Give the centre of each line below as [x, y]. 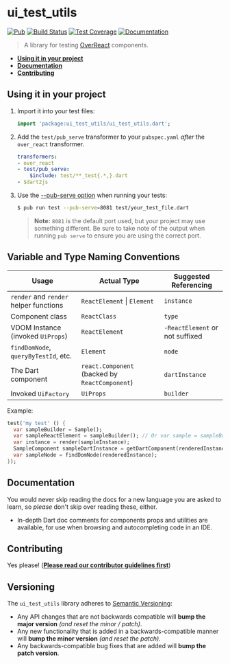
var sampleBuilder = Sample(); [58, 430]
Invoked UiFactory [40, 393]
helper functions [37, 305]
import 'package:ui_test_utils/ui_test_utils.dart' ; [94, 124]
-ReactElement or [191, 328]
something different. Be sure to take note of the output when [119, 228]
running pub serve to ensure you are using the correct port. [117, 236]
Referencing [191, 285]
